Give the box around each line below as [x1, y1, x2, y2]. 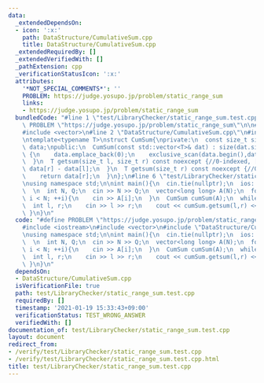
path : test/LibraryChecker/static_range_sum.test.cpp [15, 289, 195, 297]
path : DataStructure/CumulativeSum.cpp [22, 33, 153, 42]
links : [22, 99, 44, 107]
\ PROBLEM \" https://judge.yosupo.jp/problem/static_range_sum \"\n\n [22, 121, 255, 129]
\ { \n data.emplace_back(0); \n [22, 150, 135, 158]
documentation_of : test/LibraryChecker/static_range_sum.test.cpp [8, 326, 230, 334]
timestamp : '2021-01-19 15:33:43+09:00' [15, 304, 149, 311]
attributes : [15, 77, 55, 85]
